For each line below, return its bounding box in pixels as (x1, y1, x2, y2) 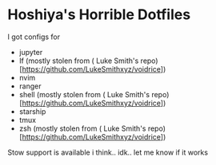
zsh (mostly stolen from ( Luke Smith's (18, 124, 146, 133)
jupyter (18, 47, 43, 57)
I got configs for (7, 32, 61, 41)
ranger (18, 81, 42, 91)
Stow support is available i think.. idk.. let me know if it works (7, 147, 209, 157)
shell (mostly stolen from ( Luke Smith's (18, 89, 150, 99)
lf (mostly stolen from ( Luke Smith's (18, 56, 139, 65)
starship (18, 106, 46, 116)
